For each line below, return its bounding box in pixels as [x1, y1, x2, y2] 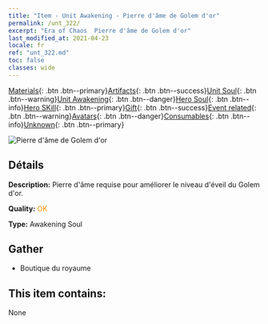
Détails [8, 158, 44, 172]
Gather [8, 242, 44, 256]
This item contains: [8, 286, 106, 300]
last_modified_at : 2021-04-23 [8, 34, 110, 42]
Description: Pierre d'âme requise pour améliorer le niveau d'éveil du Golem [8, 179, 260, 189]
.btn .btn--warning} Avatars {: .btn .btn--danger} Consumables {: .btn [8, 111, 230, 121]
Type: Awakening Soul [8, 219, 82, 229]
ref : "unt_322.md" [8, 49, 70, 57]
